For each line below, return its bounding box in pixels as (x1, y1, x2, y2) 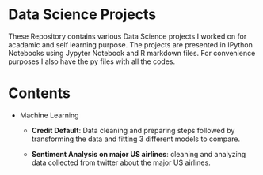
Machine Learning (19, 110, 79, 120)
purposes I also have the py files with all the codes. (8, 57, 176, 66)
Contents (8, 84, 71, 102)
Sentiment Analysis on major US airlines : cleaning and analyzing (31, 149, 246, 158)
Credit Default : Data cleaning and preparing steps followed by (31, 125, 235, 135)
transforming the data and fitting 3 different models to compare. (31, 134, 240, 143)
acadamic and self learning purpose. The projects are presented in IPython (8, 39, 253, 49)
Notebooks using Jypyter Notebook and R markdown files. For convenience (8, 48, 256, 58)
